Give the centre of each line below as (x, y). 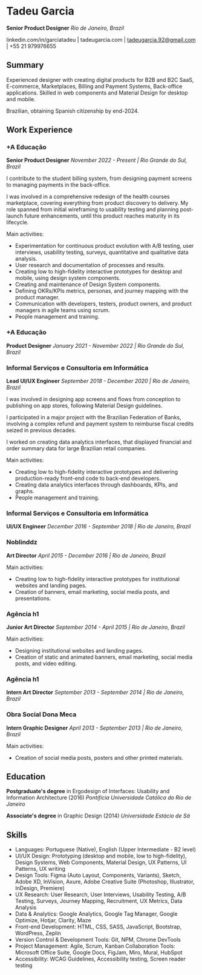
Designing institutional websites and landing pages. (79, 650)
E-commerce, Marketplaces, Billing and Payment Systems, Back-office (94, 86)
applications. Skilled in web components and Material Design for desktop (97, 93)
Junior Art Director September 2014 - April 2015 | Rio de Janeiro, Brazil (96, 627)
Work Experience (40, 130)
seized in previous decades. (41, 430)
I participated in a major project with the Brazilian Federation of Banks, (94, 418)
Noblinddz (22, 542)
